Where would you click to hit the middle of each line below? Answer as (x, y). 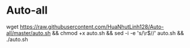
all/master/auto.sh (28, 33)
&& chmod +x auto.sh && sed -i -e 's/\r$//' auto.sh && (118, 33)
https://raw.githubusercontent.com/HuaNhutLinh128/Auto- (92, 27)
